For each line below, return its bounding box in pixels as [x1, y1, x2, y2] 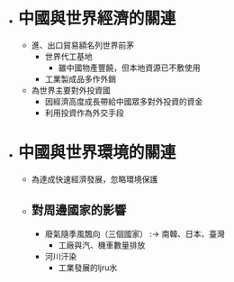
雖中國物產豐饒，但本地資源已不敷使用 [58, 62, 201, 73]
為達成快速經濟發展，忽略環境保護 [31, 173, 158, 185]
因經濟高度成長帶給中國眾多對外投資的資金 [44, 96, 203, 106]
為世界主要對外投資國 [31, 85, 111, 96]
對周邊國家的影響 [31, 203, 127, 218]
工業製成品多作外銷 [44, 73, 117, 84]
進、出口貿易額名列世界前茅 [31, 40, 135, 50]
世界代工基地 [44, 50, 93, 61]
